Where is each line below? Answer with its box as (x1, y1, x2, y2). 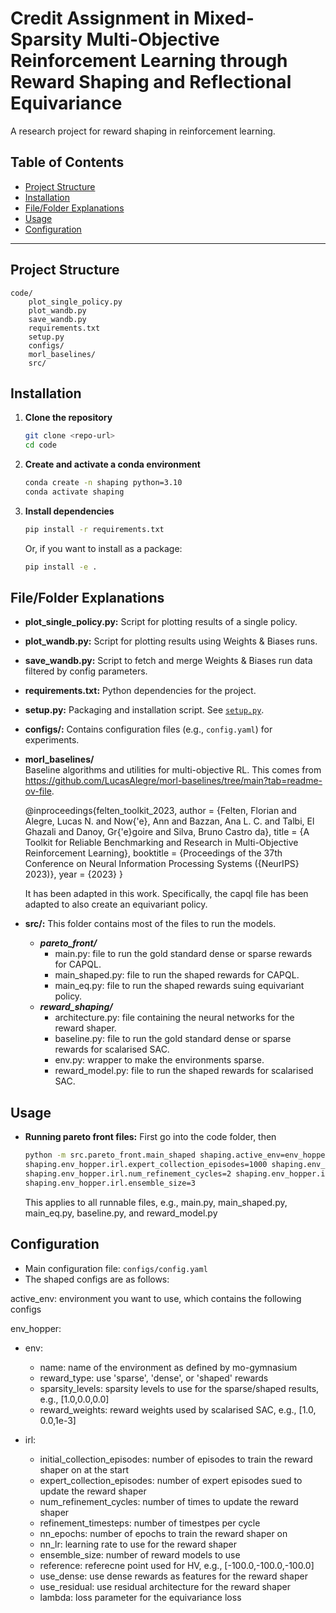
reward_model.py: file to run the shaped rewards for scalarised (54, 1065, 314, 1077)
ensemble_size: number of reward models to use (39, 1548, 241, 1561)
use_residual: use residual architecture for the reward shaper (39, 1580, 291, 1592)
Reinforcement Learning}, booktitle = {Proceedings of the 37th (24, 847, 283, 859)
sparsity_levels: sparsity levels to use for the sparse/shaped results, (39, 1382, 320, 1394)
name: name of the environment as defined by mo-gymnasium (39, 1361, 298, 1373)
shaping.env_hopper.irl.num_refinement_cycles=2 (24, 1169, 232, 1179)
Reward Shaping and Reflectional (10, 71, 292, 94)
